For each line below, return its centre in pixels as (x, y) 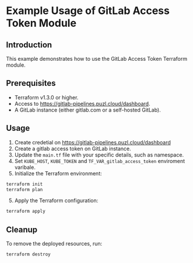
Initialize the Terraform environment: (58, 173)
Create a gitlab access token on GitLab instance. (73, 148)
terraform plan (24, 189)
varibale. (25, 167)
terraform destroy (28, 255)
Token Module (41, 23)
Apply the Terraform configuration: (56, 200)
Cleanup (22, 229)
